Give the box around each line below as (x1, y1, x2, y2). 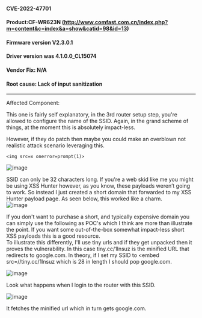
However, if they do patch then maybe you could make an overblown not (6, 136, 186, 143)
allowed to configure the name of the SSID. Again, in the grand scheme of (6, 118, 189, 125)
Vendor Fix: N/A (6, 66, 47, 74)
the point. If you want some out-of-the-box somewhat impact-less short (6, 226, 185, 234)
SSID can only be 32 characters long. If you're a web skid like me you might (6, 176, 194, 183)
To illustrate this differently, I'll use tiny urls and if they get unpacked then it (6, 239, 192, 246)
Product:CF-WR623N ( (6, 19, 64, 26)
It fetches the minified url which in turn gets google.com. (6, 305, 147, 312)
